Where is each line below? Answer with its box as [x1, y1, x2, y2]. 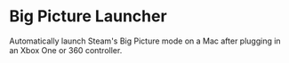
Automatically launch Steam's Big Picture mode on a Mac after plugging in [9, 35, 282, 46]
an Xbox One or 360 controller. [9, 44, 123, 55]
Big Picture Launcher [9, 6, 167, 27]
